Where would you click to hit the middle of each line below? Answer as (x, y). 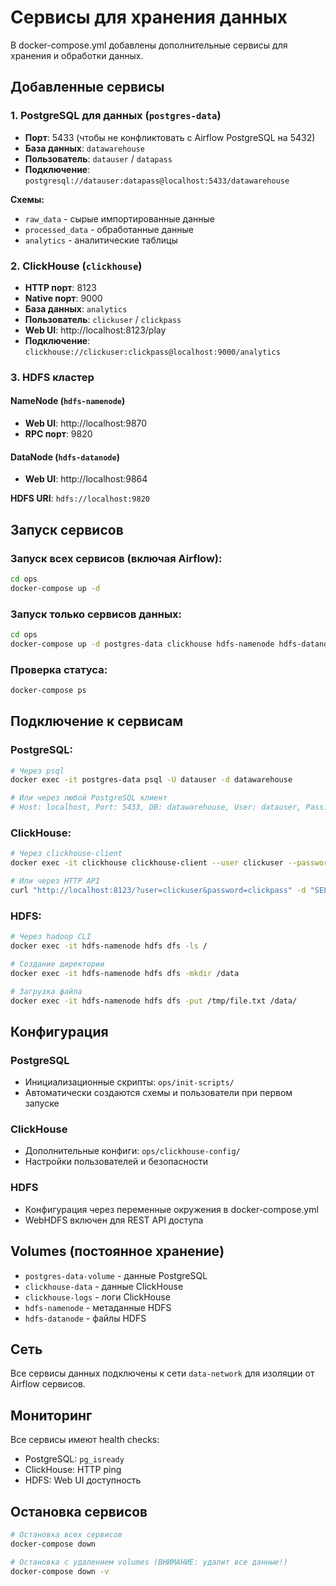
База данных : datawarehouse (84, 148)
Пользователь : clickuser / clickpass (103, 319)
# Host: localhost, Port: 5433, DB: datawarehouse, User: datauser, (156, 807)
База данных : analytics (76, 308)
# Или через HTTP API (55, 881)
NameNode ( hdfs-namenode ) (68, 401)
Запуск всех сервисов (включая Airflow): (116, 558)
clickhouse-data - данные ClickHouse (104, 1286)
